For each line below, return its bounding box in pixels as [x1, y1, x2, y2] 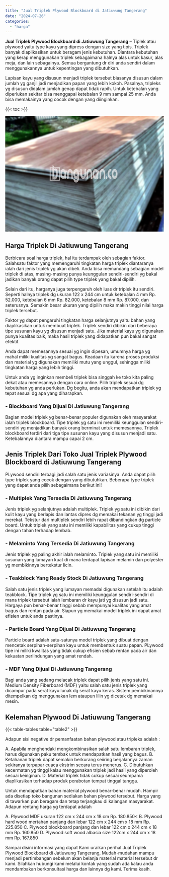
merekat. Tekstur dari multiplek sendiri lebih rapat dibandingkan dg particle [5, 517, 161, 523]
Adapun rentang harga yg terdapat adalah [5, 803, 92, 810]
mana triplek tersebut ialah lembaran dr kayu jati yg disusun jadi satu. [5, 597, 149, 603]
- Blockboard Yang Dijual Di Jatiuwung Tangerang [5, 403, 129, 410]
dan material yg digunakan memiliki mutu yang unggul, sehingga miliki [5, 359, 151, 365]
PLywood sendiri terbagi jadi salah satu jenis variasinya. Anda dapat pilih [5, 471, 156, 477]
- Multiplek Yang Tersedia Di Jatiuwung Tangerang [5, 494, 132, 501]
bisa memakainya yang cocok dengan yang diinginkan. [5, 96, 119, 103]
